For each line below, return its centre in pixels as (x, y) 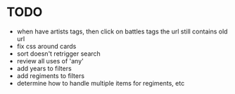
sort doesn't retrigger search (59, 54)
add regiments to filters (51, 76)
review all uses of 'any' (50, 61)
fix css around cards (46, 46)
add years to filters (44, 68)
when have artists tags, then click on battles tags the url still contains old (122, 31)
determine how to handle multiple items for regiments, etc (101, 83)
